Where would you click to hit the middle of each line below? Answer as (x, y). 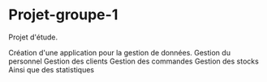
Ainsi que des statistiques (52, 69)
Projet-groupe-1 (63, 15)
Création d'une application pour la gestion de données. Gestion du (120, 52)
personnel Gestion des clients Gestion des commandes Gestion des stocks (134, 61)
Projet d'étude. (33, 37)
